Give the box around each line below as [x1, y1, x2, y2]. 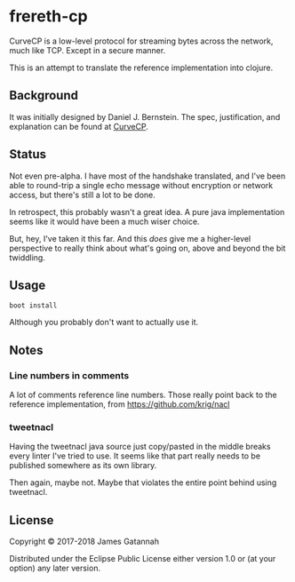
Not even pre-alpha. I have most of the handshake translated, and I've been [9, 171, 286, 181]
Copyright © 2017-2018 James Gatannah [9, 536, 160, 547]
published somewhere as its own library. [9, 460, 157, 471]
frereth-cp [9, 6, 88, 27]
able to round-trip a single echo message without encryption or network [9, 179, 274, 190]
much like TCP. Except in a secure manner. [9, 44, 166, 55]
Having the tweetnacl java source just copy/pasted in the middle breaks [9, 442, 271, 452]
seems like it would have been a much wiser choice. [9, 216, 200, 227]
